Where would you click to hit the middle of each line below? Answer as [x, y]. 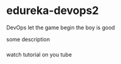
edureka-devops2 [53, 11]
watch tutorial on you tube [39, 54]
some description [28, 39]
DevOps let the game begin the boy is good [61, 27]
